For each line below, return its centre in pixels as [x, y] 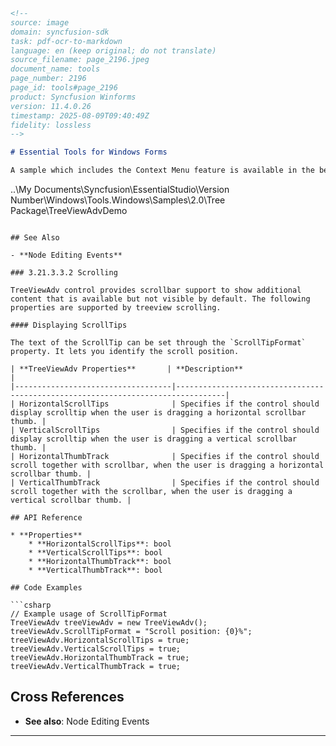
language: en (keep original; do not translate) [113, 50]
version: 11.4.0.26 [51, 106]
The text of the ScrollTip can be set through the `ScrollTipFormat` [158, 343]
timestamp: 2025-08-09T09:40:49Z [80, 115]
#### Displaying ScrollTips [69, 325]
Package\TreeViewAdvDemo [69, 210]
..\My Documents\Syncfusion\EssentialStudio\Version [120, 189]
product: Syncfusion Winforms [73, 97]
